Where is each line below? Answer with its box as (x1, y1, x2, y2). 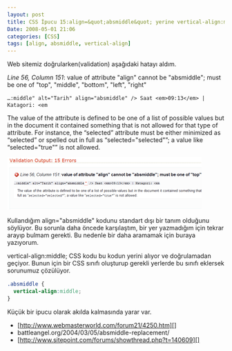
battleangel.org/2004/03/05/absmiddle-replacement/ (17, 328, 170, 337)
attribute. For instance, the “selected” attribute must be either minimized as (7, 128, 221, 137)
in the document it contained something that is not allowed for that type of (7, 121, 219, 130)
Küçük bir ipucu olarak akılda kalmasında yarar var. (7, 308, 152, 316)
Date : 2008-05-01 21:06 (7, 26, 76, 32)
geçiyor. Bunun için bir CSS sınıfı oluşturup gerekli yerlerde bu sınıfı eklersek (7, 259, 224, 268)
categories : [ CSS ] (7, 33, 60, 40)
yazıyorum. (7, 239, 39, 247)
